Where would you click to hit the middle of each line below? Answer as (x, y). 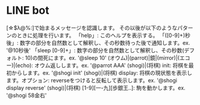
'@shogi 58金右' (27, 95)
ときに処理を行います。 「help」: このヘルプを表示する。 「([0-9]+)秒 (104, 35)
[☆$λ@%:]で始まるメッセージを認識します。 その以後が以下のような (92, 28)
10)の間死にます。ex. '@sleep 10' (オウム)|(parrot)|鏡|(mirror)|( (102, 58)
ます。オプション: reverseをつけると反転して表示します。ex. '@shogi (92, 80)
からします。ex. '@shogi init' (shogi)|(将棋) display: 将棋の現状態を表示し (102, 73)
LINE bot (28, 10)
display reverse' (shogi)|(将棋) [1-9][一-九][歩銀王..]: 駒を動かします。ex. (96, 88)
